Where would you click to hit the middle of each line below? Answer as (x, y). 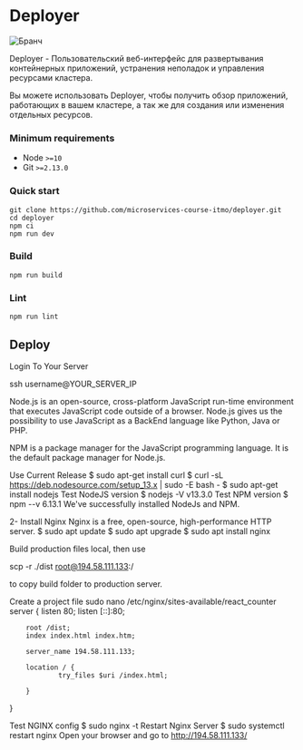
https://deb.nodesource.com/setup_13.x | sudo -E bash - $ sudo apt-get (144, 484)
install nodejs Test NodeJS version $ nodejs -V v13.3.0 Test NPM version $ (149, 494)
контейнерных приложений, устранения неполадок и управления (137, 68)
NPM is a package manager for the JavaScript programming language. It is (149, 448)
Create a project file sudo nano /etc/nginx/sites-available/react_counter (143, 601)
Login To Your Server (49, 366)
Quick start (35, 191)
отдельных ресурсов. (51, 114)
